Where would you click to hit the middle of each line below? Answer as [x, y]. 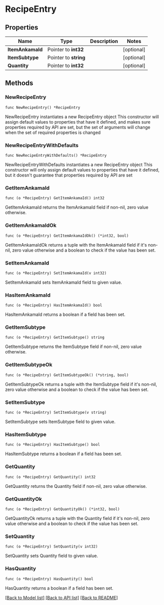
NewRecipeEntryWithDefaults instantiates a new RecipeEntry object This [79, 165]
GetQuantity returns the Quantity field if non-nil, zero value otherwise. [76, 486]
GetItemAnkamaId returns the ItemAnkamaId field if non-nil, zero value [77, 207]
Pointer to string [66, 58]
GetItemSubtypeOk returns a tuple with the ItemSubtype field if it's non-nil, [81, 384]
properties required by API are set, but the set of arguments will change [78, 127]
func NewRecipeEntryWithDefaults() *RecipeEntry [56, 155]
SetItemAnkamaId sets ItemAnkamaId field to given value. [64, 282]
